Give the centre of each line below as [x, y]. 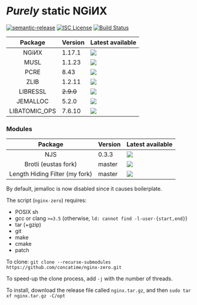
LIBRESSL [33, 91]
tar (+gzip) [28, 225]
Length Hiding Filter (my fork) [51, 174]
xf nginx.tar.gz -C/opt [36, 296]
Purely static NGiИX [57, 11]
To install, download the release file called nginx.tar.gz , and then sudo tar [99, 290]
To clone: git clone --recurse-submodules [59, 262]
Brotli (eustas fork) [51, 164]
